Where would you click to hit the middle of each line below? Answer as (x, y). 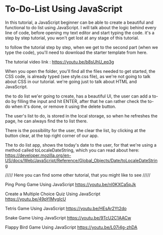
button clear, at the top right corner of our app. (52, 135)
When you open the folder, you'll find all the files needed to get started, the (80, 71)
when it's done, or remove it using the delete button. (64, 106)
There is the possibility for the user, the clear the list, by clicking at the (75, 130)
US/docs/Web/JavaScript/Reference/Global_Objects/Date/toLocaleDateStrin (81, 160)
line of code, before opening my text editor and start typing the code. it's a (80, 33)
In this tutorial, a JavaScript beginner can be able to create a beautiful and (79, 22)
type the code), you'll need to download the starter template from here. (76, 52)
